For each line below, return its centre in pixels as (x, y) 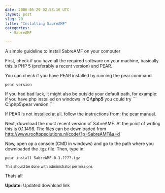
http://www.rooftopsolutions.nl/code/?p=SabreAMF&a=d (63, 134)
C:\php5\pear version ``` (30, 104)
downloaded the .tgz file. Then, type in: (45, 149)
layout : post (18, 14)
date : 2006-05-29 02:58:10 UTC (37, 10)
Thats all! (14, 176)
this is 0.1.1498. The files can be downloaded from (56, 129)
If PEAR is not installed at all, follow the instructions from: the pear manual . (81, 114)
